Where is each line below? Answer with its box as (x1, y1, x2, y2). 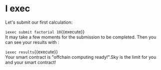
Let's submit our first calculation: (5, 19, 73, 25)
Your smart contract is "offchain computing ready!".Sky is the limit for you (5, 54, 157, 60)
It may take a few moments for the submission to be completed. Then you (5, 34, 157, 40)
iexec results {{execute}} (5, 49, 58, 55)
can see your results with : (5, 39, 60, 45)
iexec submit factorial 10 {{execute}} (5, 29, 85, 35)
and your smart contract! (5, 59, 56, 65)
